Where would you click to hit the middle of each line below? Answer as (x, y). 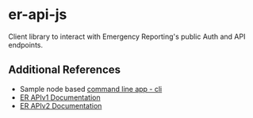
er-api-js (38, 15)
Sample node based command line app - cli (91, 89)
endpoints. (26, 44)
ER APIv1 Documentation (60, 97)
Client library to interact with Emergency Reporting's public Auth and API (127, 36)
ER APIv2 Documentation (61, 105)
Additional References (65, 70)
